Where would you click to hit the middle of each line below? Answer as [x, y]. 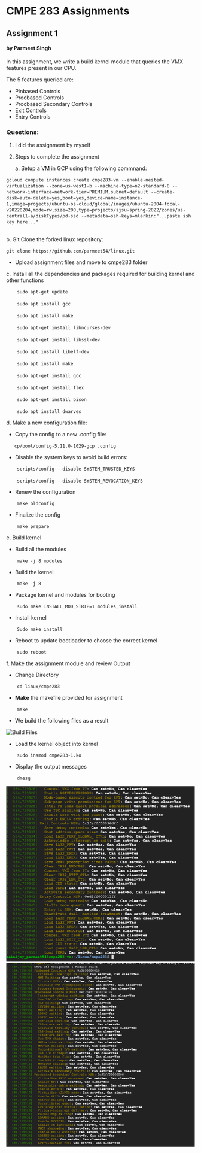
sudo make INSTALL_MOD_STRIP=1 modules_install [77, 607]
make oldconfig [36, 504]
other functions [25, 280]
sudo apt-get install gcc [49, 376]
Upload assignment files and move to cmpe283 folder [81, 262]
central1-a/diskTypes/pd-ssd [42, 216]
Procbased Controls [39, 98]
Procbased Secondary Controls [54, 104]
